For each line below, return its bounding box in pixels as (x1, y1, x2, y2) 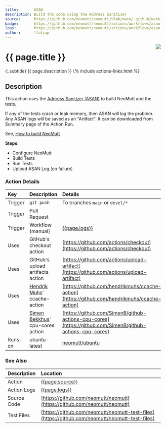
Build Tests (12, 155, 35, 161)
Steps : (5, 140, 19, 146)
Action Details (5, 178, 40, 185)
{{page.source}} (41, 378, 78, 385)
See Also (5, 357, 27, 364)
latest (29, 343, 42, 350)
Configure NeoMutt (12, 150, 52, 156)
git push (29, 200, 50, 206)
